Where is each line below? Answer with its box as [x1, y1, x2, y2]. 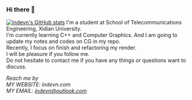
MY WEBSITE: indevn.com [6, 81, 71, 88]
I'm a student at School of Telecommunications [66, 19, 182, 26]
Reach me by [6, 74, 39, 82]
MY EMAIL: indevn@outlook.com [6, 87, 88, 95]
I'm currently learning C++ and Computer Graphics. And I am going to [6, 32, 178, 39]
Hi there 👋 [6, 5, 36, 14]
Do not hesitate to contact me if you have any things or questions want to [6, 57, 187, 64]
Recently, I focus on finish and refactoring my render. [6, 44, 137, 51]
